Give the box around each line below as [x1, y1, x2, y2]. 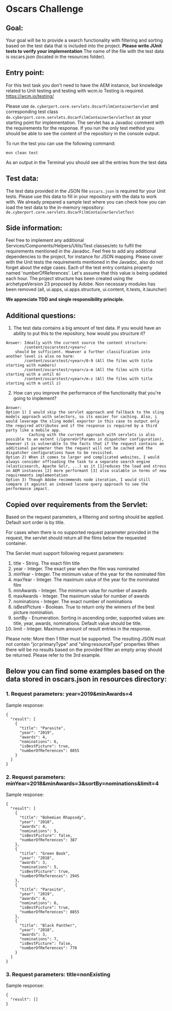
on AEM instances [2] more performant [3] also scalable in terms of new [6, 468, 167, 474]
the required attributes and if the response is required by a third [6, 423, 158, 428]
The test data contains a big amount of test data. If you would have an [13, 325, 161, 331]
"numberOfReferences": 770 [19, 946, 77, 951]
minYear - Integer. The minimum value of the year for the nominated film [13, 571, 166, 577]
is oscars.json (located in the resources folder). [6, 53, 105, 60]
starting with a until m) [6, 372, 61, 377]
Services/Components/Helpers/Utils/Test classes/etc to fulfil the [6, 243, 142, 249]
